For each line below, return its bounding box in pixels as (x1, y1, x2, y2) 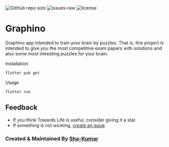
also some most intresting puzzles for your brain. (5, 50, 108, 56)
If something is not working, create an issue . (12, 122, 106, 128)
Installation (5, 60, 29, 67)
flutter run (5, 89, 31, 94)
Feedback (5, 103, 38, 112)
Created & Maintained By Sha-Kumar (5, 135, 99, 142)
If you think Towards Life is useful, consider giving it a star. (12, 117, 137, 123)
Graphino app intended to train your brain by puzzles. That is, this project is (5, 39, 164, 46)
